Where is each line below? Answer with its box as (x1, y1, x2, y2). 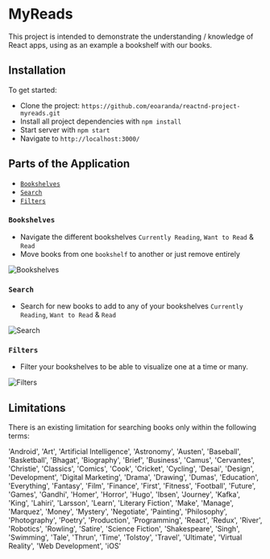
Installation (8, 64, 66, 78)
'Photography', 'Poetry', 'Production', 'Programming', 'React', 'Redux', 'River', (8, 515, 263, 525)
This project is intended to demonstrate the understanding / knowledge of (8, 32, 254, 41)
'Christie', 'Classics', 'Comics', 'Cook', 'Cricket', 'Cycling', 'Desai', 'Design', (8, 464, 255, 473)
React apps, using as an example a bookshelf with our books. (8, 40, 212, 49)
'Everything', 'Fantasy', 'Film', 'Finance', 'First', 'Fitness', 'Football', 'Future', (8, 481, 256, 491)
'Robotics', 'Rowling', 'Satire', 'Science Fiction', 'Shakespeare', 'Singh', (8, 524, 240, 534)
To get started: (8, 85, 58, 95)
